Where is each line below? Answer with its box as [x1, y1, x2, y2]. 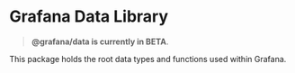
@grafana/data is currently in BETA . [31, 36, 169, 47]
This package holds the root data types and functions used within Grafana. [9, 53, 287, 64]
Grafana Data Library [9, 6, 169, 27]
